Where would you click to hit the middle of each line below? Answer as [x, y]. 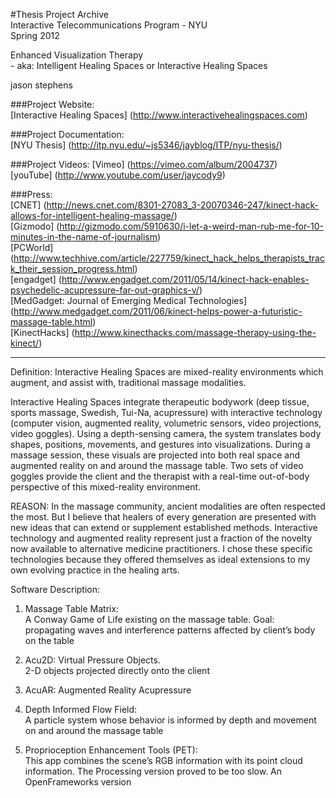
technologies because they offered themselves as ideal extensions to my [160, 559]
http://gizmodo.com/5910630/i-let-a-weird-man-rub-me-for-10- [192, 226]
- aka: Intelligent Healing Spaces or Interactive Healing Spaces [139, 65]
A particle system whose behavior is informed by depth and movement [170, 720]
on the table [49, 640]
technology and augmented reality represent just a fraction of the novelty [161, 538]
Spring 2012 [35, 35]
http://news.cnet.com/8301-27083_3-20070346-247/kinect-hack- [182, 205]
